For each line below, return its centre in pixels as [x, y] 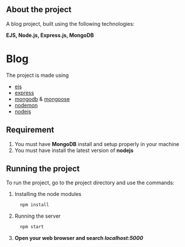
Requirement [30, 130]
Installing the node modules [48, 194]
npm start [32, 227]
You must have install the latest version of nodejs [74, 150]
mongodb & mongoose [42, 99]
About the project [39, 10]
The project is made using [37, 75]
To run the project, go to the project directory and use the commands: [90, 183]
